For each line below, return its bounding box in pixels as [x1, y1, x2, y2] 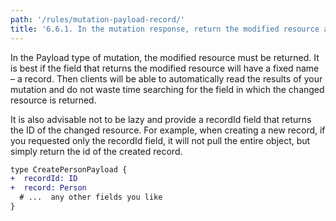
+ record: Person [10, 183, 87, 193]
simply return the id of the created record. [10, 145, 183, 157]
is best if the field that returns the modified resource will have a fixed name [10, 62, 320, 74]
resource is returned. [10, 94, 97, 106]
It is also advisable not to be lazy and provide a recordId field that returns [10, 113, 312, 125]
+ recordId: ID [10, 174, 78, 184]
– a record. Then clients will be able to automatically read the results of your [10, 72, 323, 85]
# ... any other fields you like [19, 192, 163, 203]
